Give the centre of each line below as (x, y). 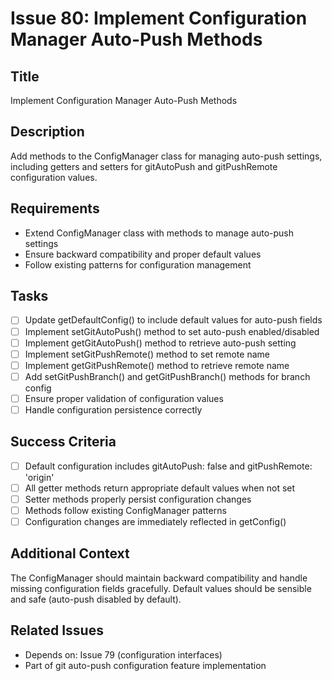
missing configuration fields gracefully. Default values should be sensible (161, 588)
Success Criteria (63, 442)
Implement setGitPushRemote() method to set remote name (147, 354)
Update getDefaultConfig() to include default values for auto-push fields (173, 320)
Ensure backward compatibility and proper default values (143, 254)
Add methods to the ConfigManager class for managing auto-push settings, (166, 156)
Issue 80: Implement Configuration (159, 18)
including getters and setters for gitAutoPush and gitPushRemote (144, 166)
